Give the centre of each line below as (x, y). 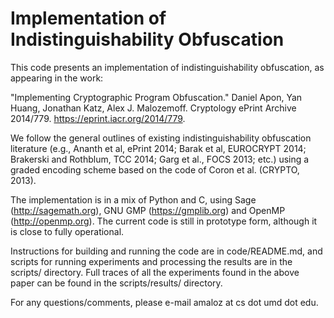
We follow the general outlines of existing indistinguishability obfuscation (161, 138)
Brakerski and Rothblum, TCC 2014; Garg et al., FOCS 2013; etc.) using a (160, 159)
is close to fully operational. (67, 231)
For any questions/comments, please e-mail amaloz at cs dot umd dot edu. (164, 302)
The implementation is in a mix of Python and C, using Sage (133, 199)
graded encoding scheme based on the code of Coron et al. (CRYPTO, (155, 169)
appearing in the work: (57, 78)
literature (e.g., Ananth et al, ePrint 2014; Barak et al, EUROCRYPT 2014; (158, 148)
